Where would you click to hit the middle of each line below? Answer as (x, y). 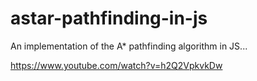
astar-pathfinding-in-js (109, 18)
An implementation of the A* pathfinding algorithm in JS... (129, 46)
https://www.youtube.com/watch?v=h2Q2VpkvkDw (116, 65)
